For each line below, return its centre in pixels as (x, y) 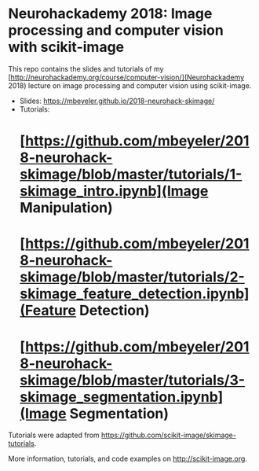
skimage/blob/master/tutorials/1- (131, 175)
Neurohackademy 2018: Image (110, 14)
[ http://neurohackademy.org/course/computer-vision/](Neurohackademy (126, 77)
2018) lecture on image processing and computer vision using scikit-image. (130, 85)
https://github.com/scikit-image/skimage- (169, 435)
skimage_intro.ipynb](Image (114, 191)
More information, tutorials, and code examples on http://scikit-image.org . (128, 459)
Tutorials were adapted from (54, 435)
